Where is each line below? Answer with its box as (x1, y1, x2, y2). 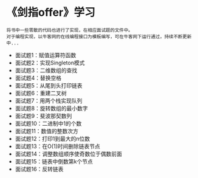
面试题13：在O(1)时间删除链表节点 (15, 142, 100, 149)
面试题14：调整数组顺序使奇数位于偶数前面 (15, 150, 123, 157)
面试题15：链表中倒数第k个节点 (15, 157, 93, 165)
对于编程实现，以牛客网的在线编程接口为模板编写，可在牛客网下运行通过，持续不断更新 (6, 33, 192, 39)
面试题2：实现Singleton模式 (15, 59, 85, 66)
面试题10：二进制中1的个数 (15, 120, 82, 127)
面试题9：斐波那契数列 (15, 112, 72, 119)
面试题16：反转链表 (15, 165, 64, 173)
